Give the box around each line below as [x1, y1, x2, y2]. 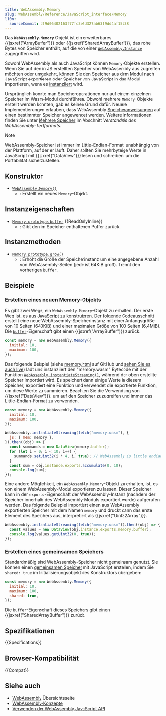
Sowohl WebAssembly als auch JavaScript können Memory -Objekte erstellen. [5, 60, 161, 66]
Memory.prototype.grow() [12, 252, 64, 257]
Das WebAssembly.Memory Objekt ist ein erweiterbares [5, 35, 112, 41]
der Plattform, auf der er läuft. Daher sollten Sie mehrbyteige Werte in [5, 147, 147, 153]
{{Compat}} [5, 667, 29, 673]
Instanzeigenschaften [5, 205, 74, 214]
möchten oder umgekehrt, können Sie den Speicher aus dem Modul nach [5, 71, 155, 77]
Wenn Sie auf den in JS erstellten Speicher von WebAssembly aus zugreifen [5, 66, 160, 72]
